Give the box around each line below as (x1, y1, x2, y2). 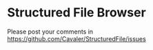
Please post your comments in (7, 27, 94, 36)
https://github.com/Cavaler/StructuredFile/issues (7, 34, 146, 42)
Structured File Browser (7, 5, 146, 21)
